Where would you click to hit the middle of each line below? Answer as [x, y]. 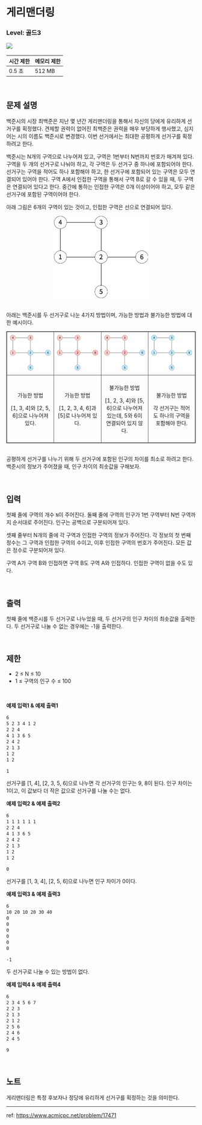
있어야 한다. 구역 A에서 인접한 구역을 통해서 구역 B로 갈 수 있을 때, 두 [102, 179]
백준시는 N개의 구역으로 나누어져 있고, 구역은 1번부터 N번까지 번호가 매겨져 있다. [100, 156]
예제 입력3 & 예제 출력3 [33, 894]
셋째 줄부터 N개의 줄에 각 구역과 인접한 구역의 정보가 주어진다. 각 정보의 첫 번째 [99, 535]
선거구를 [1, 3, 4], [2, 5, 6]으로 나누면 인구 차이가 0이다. [72, 881]
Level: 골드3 [24, 33]
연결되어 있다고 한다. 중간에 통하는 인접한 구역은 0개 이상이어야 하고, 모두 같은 [104, 186]
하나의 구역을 [175, 416]
